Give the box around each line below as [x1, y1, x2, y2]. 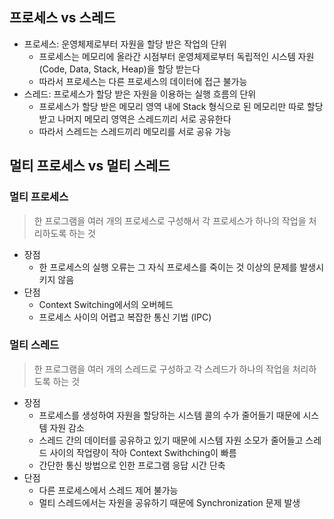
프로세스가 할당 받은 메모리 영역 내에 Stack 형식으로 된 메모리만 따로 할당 [38, 100, 324, 112]
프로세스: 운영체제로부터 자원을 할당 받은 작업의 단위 [23, 38, 227, 50]
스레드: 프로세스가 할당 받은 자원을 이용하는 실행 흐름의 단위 [23, 88, 257, 100]
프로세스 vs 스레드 [9, 9, 116, 27]
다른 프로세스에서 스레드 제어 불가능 [38, 484, 179, 496]
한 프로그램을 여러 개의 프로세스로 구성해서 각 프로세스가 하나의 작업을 [33, 214, 307, 227]
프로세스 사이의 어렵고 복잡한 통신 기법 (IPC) [38, 311, 212, 323]
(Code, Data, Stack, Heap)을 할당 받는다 [38, 63, 201, 75]
